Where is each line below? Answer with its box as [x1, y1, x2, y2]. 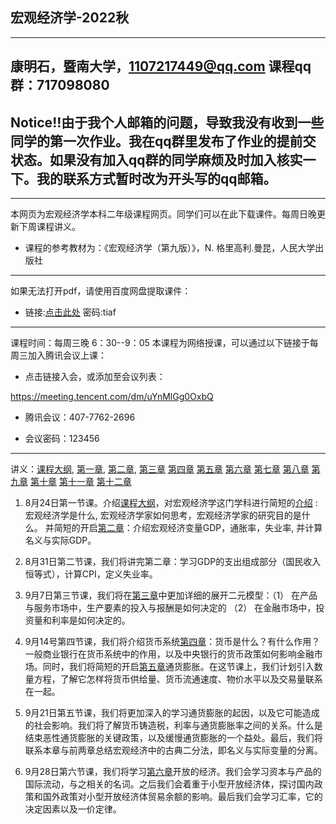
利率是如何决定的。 [51, 614, 131, 627]
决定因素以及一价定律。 [24, 803, 122, 815]
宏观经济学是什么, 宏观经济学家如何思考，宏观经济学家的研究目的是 [24, 509, 302, 522]
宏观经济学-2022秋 [10, 9, 130, 27]
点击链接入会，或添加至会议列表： [24, 371, 166, 383]
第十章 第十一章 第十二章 [29, 476, 132, 488]
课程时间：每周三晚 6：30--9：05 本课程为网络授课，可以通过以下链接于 [10, 337, 310, 349]
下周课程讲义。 [18, 221, 81, 233]
